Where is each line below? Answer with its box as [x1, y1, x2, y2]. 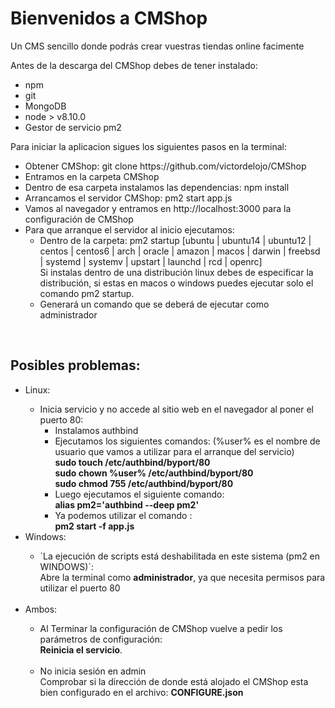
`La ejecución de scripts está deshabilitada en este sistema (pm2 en [39, 550, 321, 562]
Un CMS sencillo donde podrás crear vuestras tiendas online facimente [10, 40, 305, 52]
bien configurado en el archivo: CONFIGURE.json [39, 686, 244, 698]
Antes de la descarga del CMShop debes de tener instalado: [10, 59, 258, 71]
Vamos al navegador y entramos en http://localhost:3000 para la [24, 202, 292, 214]
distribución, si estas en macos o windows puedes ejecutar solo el [39, 277, 314, 289]
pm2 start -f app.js [54, 520, 135, 532]
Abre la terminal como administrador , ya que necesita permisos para [39, 571, 326, 583]
